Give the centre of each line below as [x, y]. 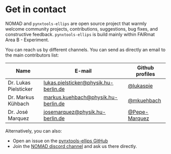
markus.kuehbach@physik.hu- [81, 97]
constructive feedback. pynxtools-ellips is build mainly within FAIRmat [80, 34]
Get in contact [36, 9]
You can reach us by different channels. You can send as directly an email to [85, 49]
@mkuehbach [145, 100]
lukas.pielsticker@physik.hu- [78, 83]
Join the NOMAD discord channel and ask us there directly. [75, 146]
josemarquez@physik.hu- [75, 112]
